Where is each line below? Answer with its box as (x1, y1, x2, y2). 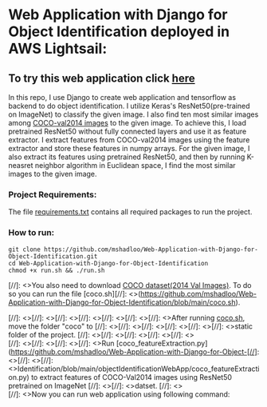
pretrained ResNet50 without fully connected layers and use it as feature (8, 126, 247, 136)
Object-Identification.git (8, 252, 98, 261)
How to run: (8, 227, 55, 238)
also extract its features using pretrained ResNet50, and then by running (8, 152, 245, 162)
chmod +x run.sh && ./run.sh (8, 266, 105, 274)
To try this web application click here (8, 71, 195, 85)
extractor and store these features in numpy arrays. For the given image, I (8, 144, 250, 153)
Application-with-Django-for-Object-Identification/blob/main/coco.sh (8, 297, 237, 307)
